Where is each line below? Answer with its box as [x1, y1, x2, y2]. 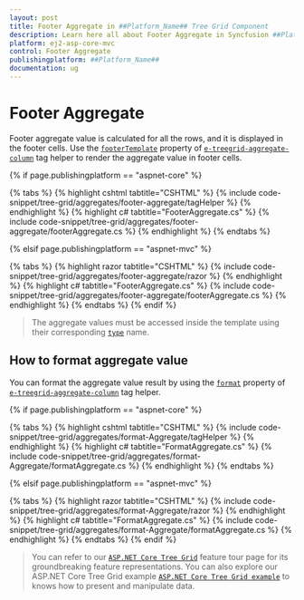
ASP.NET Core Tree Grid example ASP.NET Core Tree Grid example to [31, 570, 290, 581]
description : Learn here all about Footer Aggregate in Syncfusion [9, 30, 270, 39]
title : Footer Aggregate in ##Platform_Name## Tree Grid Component [9, 22, 270, 31]
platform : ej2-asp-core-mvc [9, 38, 116, 48]
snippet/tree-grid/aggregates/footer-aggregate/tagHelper [9, 197, 224, 208]
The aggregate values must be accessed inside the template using [31, 316, 280, 327]
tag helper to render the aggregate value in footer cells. [35, 151, 242, 163]
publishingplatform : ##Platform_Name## [9, 55, 160, 64]
